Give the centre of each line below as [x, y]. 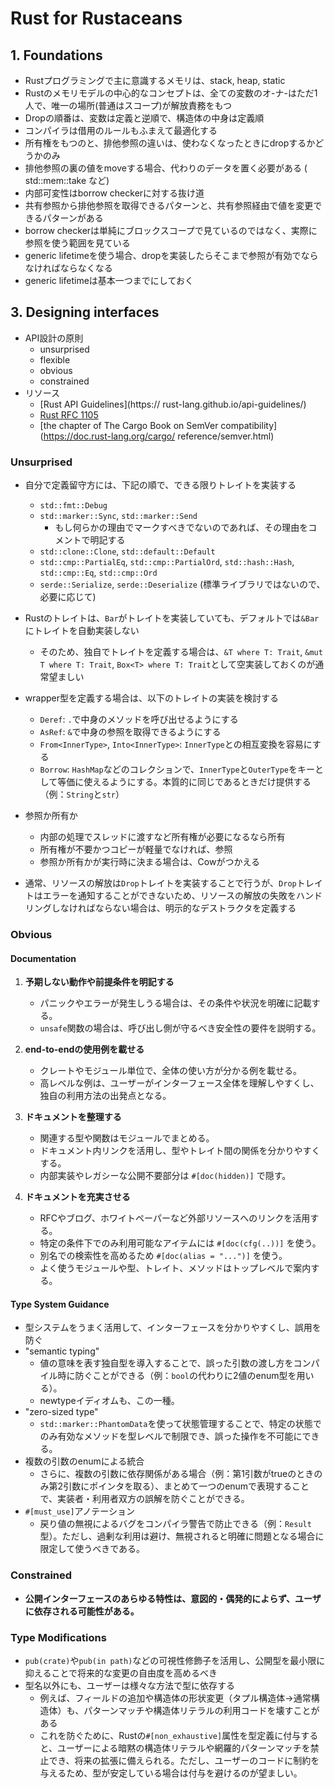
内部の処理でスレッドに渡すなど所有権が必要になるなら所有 [162, 837]
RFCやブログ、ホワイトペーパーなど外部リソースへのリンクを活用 [175, 1218]
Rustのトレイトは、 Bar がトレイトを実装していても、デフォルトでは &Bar [172, 618]
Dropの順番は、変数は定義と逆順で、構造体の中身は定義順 [144, 118]
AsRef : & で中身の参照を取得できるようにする [130, 732]
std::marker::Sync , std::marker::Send [118, 516]
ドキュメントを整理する [73, 1117]
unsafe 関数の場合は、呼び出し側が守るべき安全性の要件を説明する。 [180, 1028]
